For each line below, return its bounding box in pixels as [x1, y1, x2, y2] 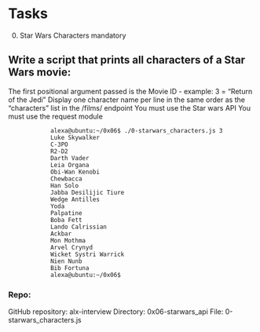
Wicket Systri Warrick [49, 250, 125, 258]
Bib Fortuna [49, 264, 90, 272]
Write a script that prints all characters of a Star [8, 53, 246, 67]
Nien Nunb [49, 257, 82, 265]
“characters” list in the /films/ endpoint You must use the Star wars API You [8, 103, 251, 112]
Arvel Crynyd [49, 243, 93, 251]
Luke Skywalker [49, 133, 101, 141]
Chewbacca [49, 174, 82, 183]
